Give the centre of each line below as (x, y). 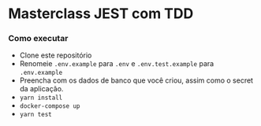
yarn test (36, 115)
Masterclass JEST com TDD (101, 14)
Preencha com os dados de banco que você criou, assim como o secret (136, 80)
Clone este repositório (56, 55)
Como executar (38, 39)
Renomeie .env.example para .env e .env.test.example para (117, 64)
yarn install (41, 98)
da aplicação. (41, 89)
